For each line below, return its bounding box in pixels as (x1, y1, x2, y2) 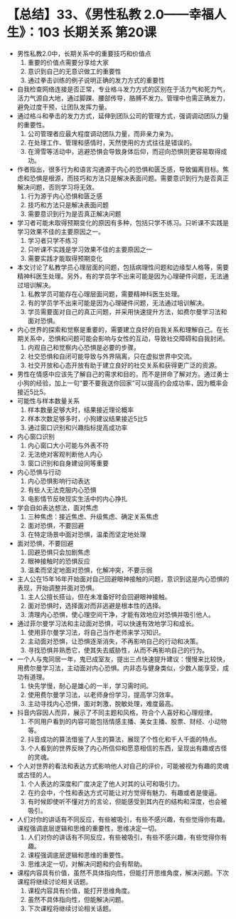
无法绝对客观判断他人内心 (27, 450, 103, 458)
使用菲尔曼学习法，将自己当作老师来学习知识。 (27, 628, 165, 636)
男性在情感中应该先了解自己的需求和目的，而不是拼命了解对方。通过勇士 (16, 370, 229, 378)
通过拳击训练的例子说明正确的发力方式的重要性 (27, 76, 165, 84)
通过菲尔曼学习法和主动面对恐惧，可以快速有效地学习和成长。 (16, 619, 198, 628)
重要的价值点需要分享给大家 (27, 58, 109, 66)
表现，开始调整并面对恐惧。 (16, 583, 99, 592)
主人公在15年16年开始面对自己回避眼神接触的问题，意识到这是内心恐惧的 (16, 574, 230, 583)
